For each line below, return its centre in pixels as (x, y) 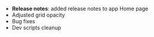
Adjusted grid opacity (38, 15)
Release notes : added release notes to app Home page (80, 9)
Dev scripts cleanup (36, 27)
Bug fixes (24, 21)
